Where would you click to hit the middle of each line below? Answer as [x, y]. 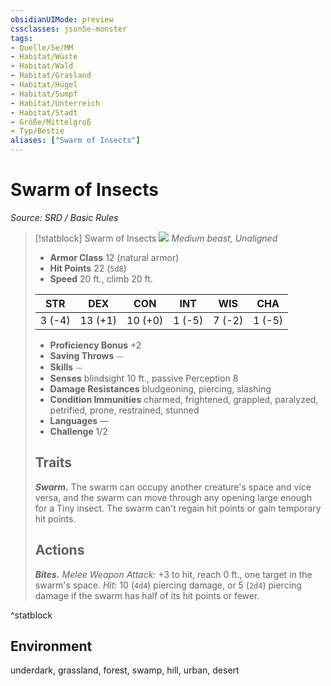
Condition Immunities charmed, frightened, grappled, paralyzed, [184, 399]
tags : [21, 38]
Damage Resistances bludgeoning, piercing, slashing [160, 388]
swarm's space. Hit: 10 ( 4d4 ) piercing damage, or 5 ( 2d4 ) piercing [168, 585]
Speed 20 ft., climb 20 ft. [101, 278]
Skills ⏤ [66, 367]
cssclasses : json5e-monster [69, 29]
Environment [51, 646]
